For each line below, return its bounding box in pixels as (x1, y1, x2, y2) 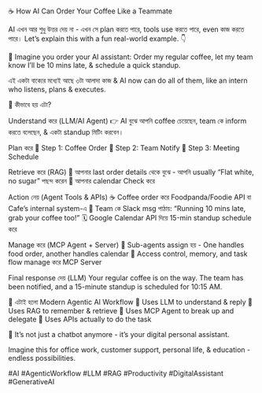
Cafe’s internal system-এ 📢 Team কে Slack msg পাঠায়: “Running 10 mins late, (8, 204, 246, 213)
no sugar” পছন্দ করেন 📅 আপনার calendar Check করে (8, 176, 156, 185)
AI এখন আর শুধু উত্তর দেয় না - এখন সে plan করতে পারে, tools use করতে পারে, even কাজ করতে (8, 24, 245, 34)
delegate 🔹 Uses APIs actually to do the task (8, 314, 152, 324)
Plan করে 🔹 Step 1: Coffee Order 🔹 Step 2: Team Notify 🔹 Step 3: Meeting (8, 143, 240, 152)
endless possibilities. (8, 354, 76, 362)
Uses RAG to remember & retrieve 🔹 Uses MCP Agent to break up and (8, 306, 234, 315)
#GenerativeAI (8, 377, 55, 386)
